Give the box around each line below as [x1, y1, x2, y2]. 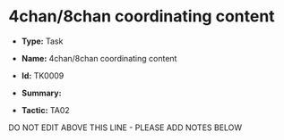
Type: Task [21, 36, 64, 46]
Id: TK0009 [21, 70, 65, 81]
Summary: [21, 87, 62, 98]
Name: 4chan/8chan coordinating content [21, 53, 177, 63]
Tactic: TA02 [21, 104, 71, 115]
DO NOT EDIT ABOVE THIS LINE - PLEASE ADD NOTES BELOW [8, 122, 243, 133]
